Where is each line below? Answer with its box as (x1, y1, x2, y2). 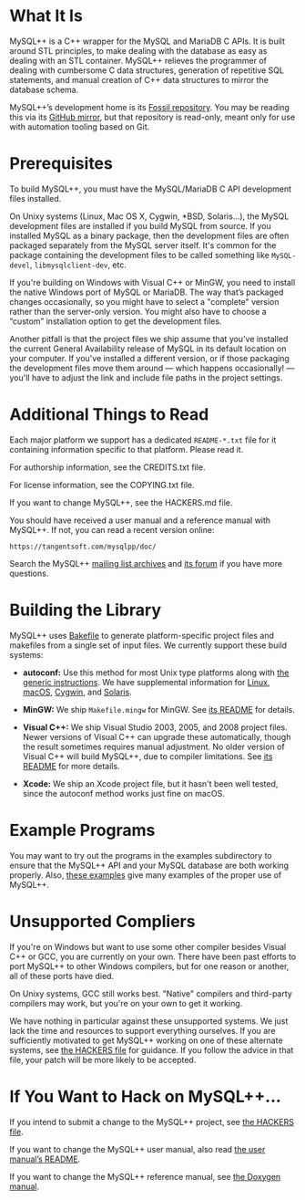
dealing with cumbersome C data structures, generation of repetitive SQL (9, 65, 285, 76)
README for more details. (22, 760, 120, 771)
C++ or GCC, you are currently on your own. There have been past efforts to (9, 951, 297, 962)
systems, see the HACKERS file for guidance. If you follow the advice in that (9, 1044, 294, 1055)
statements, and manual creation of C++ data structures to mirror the (9, 74, 269, 85)
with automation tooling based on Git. (9, 120, 150, 132)
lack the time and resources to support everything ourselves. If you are (9, 1025, 276, 1036)
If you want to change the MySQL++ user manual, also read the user (9, 1143, 266, 1154)
